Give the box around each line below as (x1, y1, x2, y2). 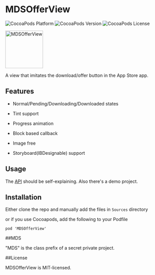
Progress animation (12, 120, 54, 126)
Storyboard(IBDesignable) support (12, 150, 85, 156)
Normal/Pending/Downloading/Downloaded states (12, 100, 119, 106)
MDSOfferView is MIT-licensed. (5, 265, 71, 271)
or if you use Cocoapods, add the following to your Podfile (5, 216, 128, 223)
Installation (5, 193, 42, 202)
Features (5, 87, 34, 96)
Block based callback (12, 130, 58, 136)
